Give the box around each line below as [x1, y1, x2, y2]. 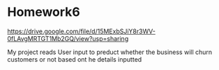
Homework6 [7, 4, 80, 20]
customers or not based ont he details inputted [7, 55, 142, 63]
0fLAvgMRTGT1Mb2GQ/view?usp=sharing [7, 34, 129, 42]
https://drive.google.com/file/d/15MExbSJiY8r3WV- [7, 27, 156, 35]
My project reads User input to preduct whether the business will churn [7, 48, 213, 56]
